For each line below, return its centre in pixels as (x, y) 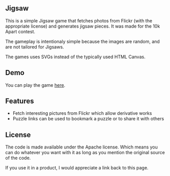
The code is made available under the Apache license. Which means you (81, 147)
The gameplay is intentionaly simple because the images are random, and (83, 41)
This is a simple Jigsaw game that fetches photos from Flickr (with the (79, 20)
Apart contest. (20, 31)
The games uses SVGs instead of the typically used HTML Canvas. (76, 57)
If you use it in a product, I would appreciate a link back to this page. (77, 168)
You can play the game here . (35, 85)
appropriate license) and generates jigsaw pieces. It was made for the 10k (83, 26)
